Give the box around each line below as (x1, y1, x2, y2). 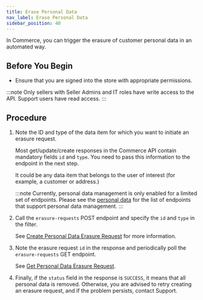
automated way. (6, 43, 47, 50)
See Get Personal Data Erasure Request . (15, 262, 116, 270)
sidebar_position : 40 (6, 20, 61, 26)
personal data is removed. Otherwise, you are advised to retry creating (15, 281, 192, 288)
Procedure (6, 113, 47, 123)
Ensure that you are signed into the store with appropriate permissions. (15, 77, 193, 84)
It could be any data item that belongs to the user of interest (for (15, 172, 176, 179)
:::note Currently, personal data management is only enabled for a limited (15, 190, 198, 197)
